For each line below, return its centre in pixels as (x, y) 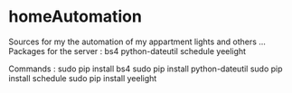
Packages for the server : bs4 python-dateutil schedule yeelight (127, 51)
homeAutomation (75, 17)
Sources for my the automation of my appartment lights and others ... (137, 42)
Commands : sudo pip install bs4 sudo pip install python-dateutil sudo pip (146, 69)
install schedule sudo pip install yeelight (83, 78)
